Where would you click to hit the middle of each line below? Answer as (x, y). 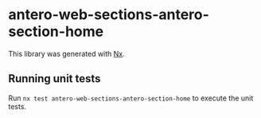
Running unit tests (55, 79)
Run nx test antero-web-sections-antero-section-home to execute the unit (131, 98)
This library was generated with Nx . (66, 53)
